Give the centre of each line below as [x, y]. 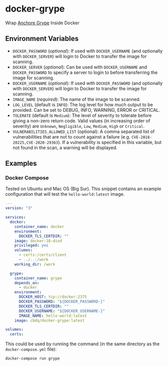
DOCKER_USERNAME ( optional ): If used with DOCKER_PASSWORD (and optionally [88, 83]
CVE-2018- [142, 137]
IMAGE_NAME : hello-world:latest [53, 316]
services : [16, 217]
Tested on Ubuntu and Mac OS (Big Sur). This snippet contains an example [83, 189]
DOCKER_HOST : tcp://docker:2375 [53, 297]
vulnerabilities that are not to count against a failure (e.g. [71, 136]
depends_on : [27, 283]
